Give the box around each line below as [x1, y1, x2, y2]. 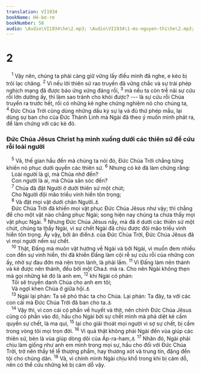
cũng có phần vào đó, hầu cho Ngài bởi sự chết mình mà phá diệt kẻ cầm [6, 313, 187, 320]
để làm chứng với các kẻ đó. [6, 119, 76, 127]
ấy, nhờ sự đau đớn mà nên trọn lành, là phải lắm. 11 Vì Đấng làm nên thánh [6, 258, 190, 266]
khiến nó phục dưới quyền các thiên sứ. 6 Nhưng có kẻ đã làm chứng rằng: [6, 163, 191, 172]
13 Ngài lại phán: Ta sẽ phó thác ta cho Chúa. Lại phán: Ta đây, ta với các [11, 292, 191, 300]
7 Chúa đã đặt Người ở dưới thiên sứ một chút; [11, 184, 125, 192]
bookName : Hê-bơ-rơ [6, 14, 55, 20]
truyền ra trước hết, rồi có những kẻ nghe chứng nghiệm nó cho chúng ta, [6, 100, 188, 107]
